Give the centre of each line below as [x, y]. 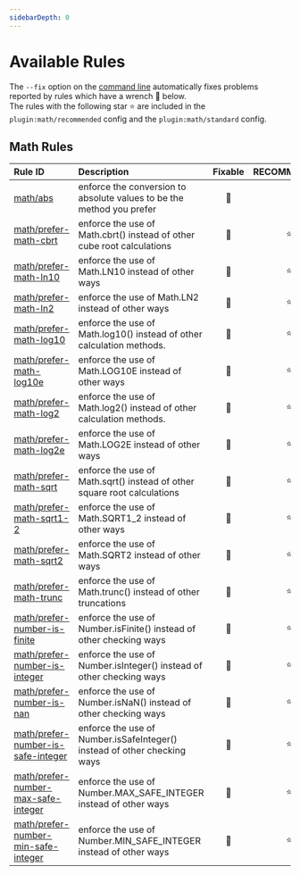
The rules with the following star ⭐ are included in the [108, 106]
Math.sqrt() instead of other [136, 481]
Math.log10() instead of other [140, 334]
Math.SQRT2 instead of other [139, 555]
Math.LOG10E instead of [130, 371]
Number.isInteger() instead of [140, 666]
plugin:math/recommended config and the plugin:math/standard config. [138, 119]
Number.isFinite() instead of [137, 629]
